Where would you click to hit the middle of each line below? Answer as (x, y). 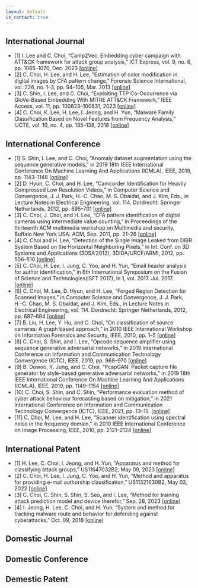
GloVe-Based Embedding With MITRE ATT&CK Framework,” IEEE (93, 100)
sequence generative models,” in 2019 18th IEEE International (89, 165)
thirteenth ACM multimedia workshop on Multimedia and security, (94, 228)
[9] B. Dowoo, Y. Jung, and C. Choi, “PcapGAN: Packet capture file (95, 367)
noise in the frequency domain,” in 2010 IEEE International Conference (100, 424)
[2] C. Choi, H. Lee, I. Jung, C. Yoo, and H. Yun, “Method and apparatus (101, 476)
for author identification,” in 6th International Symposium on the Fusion (100, 272)
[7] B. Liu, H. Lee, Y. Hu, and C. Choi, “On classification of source (94, 323)
